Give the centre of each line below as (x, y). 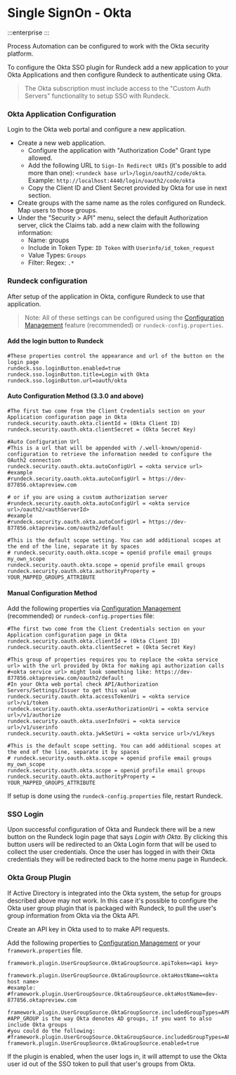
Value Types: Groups (57, 256)
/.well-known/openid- (171, 448)
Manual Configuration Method (52, 593)
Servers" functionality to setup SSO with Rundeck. (97, 96)
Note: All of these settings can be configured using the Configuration (124, 318)
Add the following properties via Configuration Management (94, 609)
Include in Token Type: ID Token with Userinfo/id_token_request (122, 248)
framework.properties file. (45, 950)
